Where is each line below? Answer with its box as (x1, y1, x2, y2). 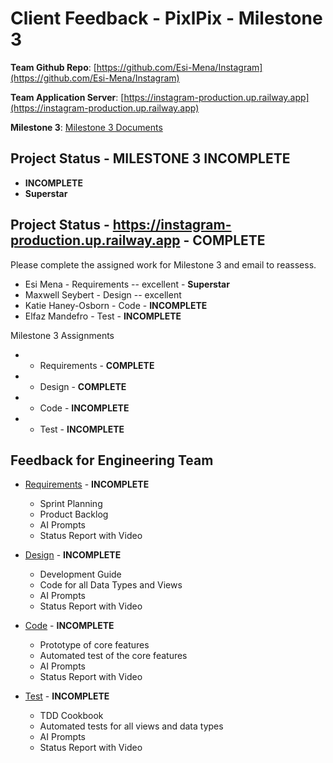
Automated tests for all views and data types (39, 720, 224, 732)
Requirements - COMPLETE (39, 359, 155, 371)
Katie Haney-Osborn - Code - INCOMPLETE (24, 299, 208, 311)
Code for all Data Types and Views (39, 579, 183, 591)
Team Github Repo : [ (10, 61, 97, 73)
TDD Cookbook (39, 710, 104, 722)
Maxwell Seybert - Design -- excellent (24, 288, 182, 301)
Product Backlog (39, 508, 109, 521)
